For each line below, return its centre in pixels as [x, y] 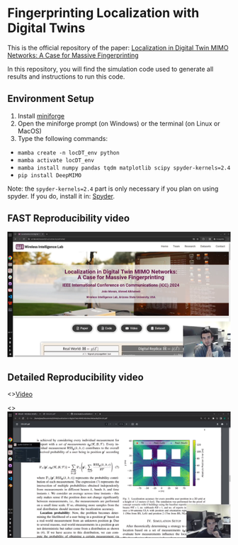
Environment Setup [51, 99]
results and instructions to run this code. [66, 77]
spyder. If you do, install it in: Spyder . [61, 196]
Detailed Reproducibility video [75, 377]
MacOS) [30, 131]
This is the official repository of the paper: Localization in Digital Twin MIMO [118, 47]
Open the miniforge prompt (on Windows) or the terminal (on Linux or [119, 123]
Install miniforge [41, 116]
